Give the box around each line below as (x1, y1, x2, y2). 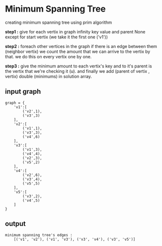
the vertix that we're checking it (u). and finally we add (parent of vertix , (5, 68, 150, 74)
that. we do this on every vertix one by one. (5, 53, 92, 59)
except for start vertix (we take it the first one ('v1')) (5, 34, 108, 40)
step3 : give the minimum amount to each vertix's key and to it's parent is (5, 63, 152, 69)
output (5, 220, 26, 228)
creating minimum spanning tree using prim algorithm (5, 19, 113, 25)
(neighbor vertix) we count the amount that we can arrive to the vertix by (5, 49, 150, 54)
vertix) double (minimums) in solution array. (5, 73, 92, 79)
